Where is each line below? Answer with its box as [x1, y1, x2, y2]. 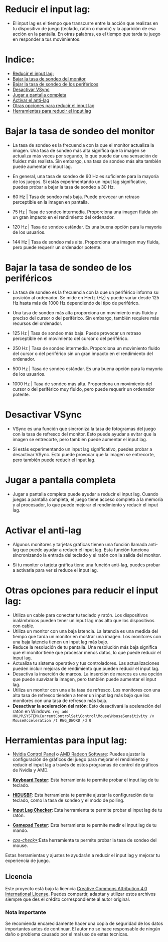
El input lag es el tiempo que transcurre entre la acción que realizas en [12, 20, 158, 26]
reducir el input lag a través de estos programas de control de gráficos [12, 762, 159, 768]
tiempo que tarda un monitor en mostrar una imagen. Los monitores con [12, 633, 161, 639]
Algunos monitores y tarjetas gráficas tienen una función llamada [12, 541, 147, 547]
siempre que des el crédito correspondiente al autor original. [5, 896, 130, 902]
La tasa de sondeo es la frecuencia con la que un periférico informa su [12, 289, 159, 295]
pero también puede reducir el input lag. [12, 457, 96, 463]
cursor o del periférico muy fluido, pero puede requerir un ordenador [12, 386, 155, 392]
